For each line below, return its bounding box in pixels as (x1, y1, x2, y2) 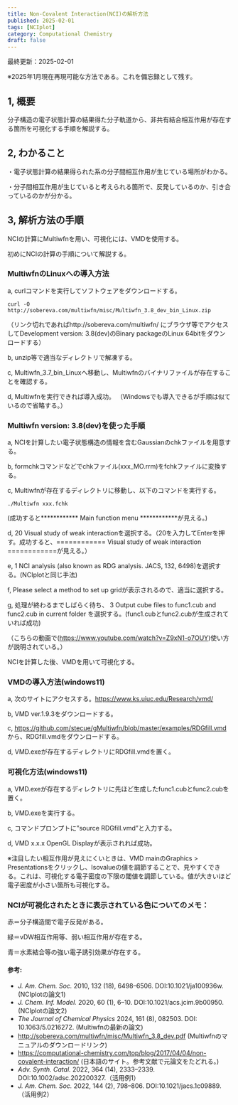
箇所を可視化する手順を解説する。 (13, 124, 114, 132)
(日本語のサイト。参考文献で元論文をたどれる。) (80, 1057, 220, 1066)
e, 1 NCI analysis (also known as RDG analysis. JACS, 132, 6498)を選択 (7, 562, 215, 570)
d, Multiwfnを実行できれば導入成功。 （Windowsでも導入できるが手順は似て (7, 392, 231, 400)
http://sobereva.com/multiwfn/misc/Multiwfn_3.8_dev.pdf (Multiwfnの (17, 1032, 222, 1040)
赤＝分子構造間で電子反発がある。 (7, 918, 107, 927)
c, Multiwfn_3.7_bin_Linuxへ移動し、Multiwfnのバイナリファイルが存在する (7, 368, 225, 377)
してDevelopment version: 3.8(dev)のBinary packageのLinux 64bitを (7, 329, 207, 338)
